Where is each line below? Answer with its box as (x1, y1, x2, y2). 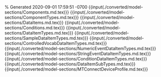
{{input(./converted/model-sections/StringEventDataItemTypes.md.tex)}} (4, 51, 151, 57)
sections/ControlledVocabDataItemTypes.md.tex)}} (4, 40, 107, 46)
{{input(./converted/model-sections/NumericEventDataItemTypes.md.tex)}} (4, 46, 157, 51)
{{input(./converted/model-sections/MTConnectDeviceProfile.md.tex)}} (4, 66, 148, 72)
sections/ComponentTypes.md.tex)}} (4, 15, 79, 20)
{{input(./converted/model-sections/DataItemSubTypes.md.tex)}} (4, 61, 136, 67)
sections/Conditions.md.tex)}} (4, 25, 65, 31)
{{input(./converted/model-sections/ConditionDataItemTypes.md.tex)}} (4, 56, 147, 61)
